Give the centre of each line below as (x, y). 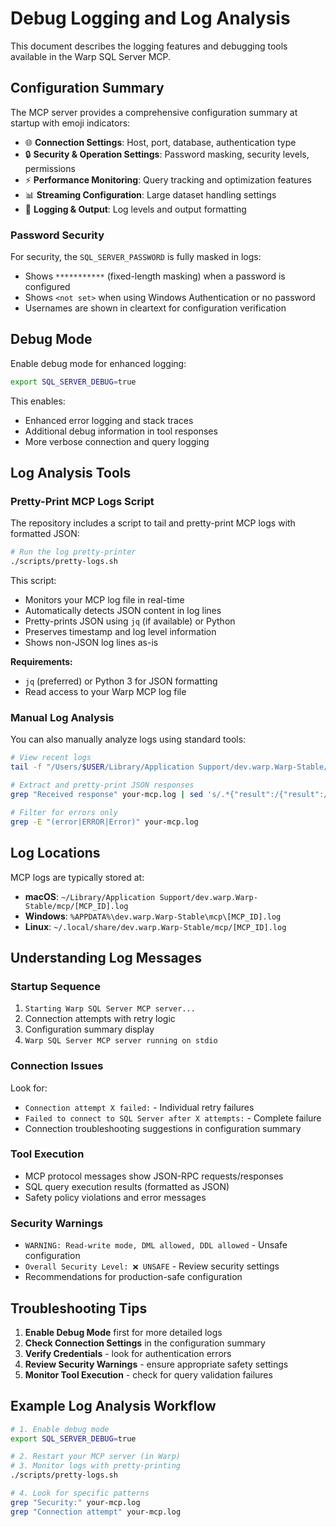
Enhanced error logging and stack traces (109, 420)
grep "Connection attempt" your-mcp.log (96, 1512)
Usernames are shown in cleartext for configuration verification (155, 308)
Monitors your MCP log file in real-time (104, 600)
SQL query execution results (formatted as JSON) (127, 1186)
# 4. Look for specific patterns (80, 1493)
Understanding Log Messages (106, 957)
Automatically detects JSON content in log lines (123, 611)
